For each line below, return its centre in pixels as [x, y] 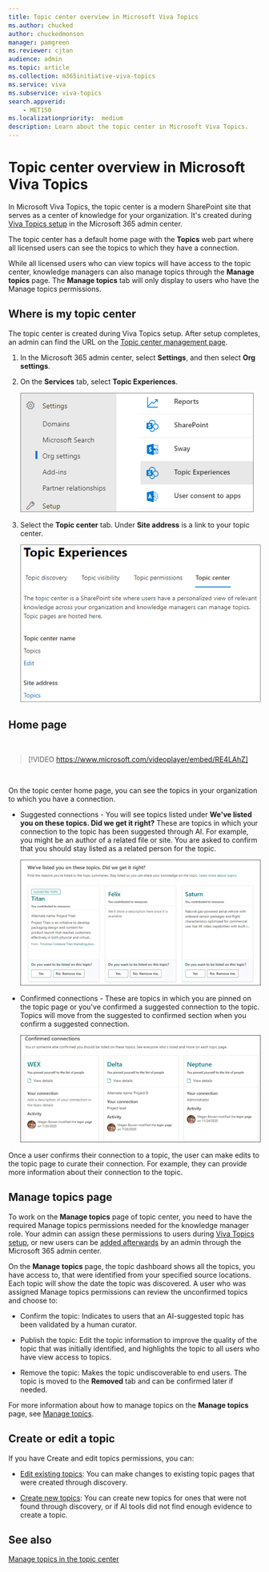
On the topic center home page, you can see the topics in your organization [133, 790]
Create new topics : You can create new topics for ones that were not [133, 1497]
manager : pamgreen [39, 42]
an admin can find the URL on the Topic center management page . [118, 341]
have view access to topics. [66, 1357]
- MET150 [37, 110]
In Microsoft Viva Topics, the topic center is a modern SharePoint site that [130, 206]
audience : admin [35, 59]
